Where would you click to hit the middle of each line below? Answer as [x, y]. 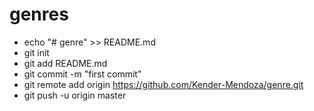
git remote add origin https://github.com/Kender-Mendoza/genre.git [163, 84]
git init [36, 52]
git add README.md [65, 63]
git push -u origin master [75, 95]
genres [39, 14]
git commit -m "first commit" [82, 74]
